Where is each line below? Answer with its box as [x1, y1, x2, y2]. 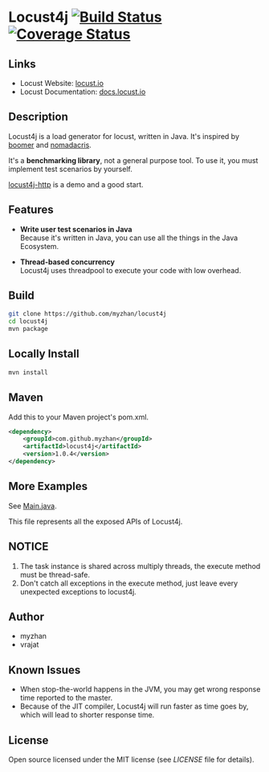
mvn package [8, 325, 48, 333]
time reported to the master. [19, 693, 113, 703]
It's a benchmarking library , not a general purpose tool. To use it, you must [8, 155, 259, 165]
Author [8, 610, 44, 623]
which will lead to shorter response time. [19, 710, 155, 720]
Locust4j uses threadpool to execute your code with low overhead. [19, 265, 242, 275]
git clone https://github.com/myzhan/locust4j [8, 310, 167, 318]
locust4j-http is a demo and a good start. [8, 179, 144, 189]
